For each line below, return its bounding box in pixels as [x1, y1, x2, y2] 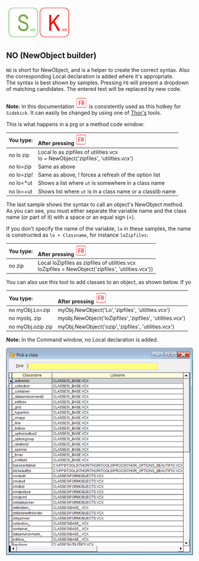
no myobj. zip [8, 314, 41, 322]
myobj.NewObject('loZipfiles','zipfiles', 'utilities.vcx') [57, 314, 186, 322]
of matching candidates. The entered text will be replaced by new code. [6, 85, 182, 92]
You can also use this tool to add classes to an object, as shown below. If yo [6, 279, 191, 286]
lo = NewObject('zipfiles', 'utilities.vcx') [38, 155, 134, 162]
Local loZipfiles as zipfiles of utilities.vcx [37, 259, 136, 266]
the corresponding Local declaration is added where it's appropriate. [6, 73, 174, 80]
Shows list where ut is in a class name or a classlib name [38, 188, 176, 195]
